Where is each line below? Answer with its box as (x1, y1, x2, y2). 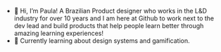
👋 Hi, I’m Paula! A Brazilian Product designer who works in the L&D (13, 7, 208, 15)
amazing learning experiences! (13, 29, 104, 37)
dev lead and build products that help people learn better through (13, 22, 204, 30)
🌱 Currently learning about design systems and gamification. (13, 37, 190, 45)
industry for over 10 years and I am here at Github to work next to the (13, 14, 215, 22)
